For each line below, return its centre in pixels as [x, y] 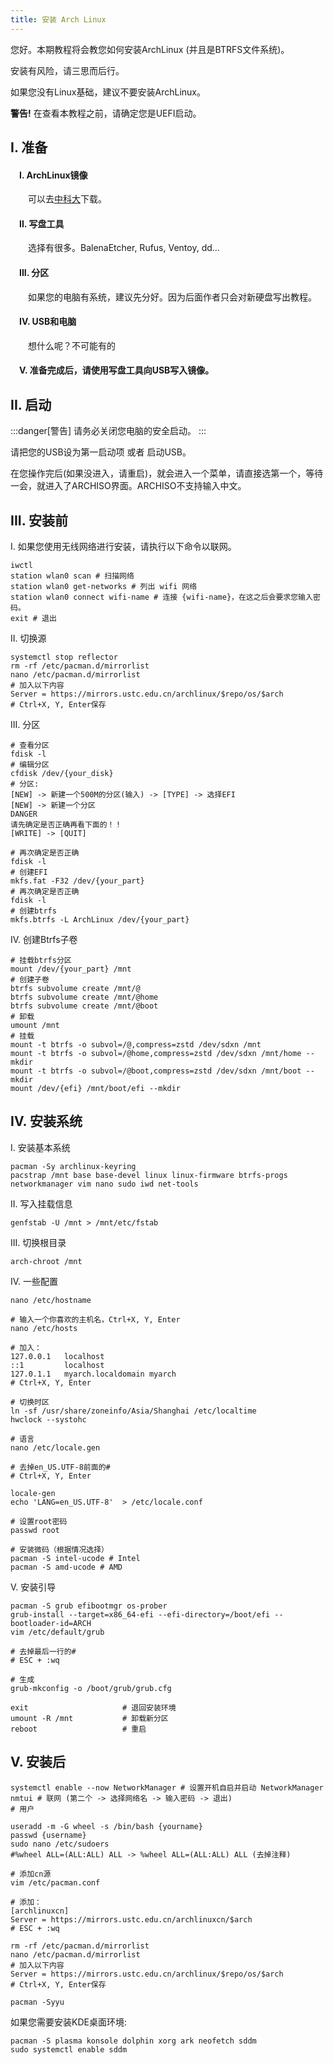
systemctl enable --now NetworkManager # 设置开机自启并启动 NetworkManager [167, 1787]
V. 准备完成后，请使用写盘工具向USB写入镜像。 [117, 370]
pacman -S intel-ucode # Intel [75, 1558]
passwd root [35, 1530]
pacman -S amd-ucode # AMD [66, 1567]
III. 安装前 [39, 520]
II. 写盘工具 [42, 223]
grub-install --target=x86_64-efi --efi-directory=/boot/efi [140, 1614]
